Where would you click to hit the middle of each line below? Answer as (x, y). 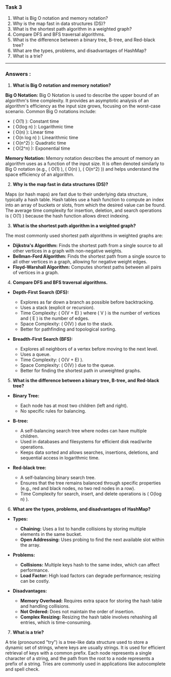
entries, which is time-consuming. (56, 622)
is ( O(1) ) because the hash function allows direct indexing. (67, 215)
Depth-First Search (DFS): (41, 292)
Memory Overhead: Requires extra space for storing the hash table (91, 601)
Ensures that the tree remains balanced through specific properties (91, 483)
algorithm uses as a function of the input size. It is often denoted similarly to (85, 164)
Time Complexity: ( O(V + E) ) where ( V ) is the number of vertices (90, 313)
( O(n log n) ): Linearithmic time (45, 137)
